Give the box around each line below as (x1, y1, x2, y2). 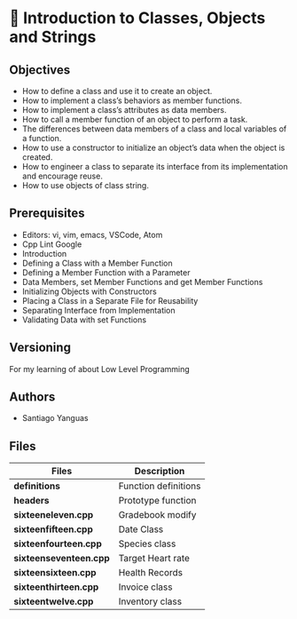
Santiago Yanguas (21, 413, 89, 424)
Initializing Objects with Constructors (21, 286, 157, 297)
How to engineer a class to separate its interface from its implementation (21, 162, 288, 171)
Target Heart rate (118, 552, 191, 565)
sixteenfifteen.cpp (13, 523, 93, 536)
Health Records (118, 567, 184, 579)
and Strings (9, 27, 97, 47)
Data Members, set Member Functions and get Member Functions (21, 276, 263, 287)
